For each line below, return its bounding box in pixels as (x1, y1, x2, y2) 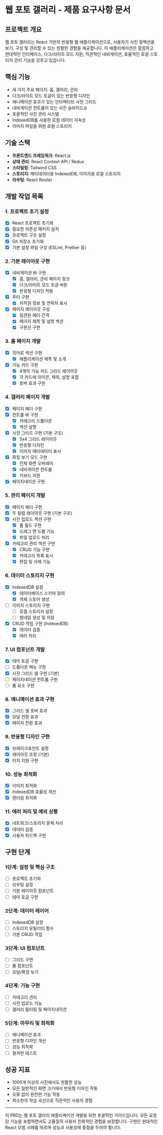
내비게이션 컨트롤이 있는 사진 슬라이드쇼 (12, 105, 88, 111)
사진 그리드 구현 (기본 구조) (12, 430, 64, 436)
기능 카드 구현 (12, 362, 38, 368)
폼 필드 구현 (19, 522, 42, 528)
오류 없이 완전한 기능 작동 (12, 1091, 61, 1098)
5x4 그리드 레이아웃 (19, 436, 57, 442)
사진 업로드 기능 (12, 1000, 42, 1006)
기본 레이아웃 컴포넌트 (12, 888, 54, 894)
